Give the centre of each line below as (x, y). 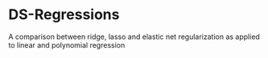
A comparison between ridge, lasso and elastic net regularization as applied (134, 37)
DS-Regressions (64, 15)
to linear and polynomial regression (67, 44)
